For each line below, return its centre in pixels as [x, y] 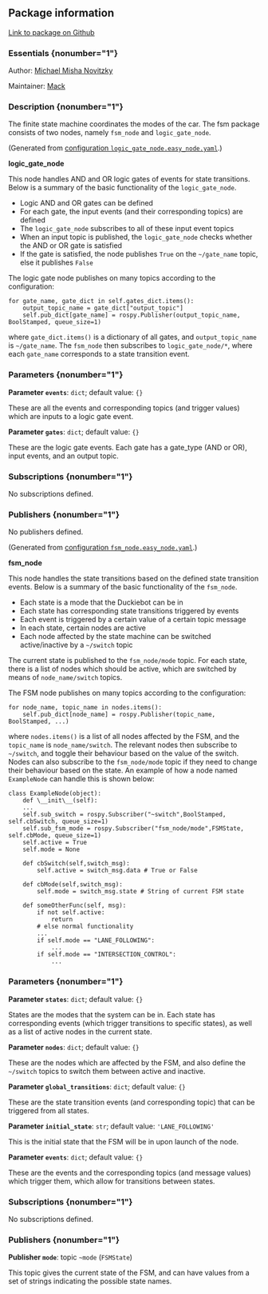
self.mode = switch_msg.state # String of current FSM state [141, 892]
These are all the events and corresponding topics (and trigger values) [124, 408]
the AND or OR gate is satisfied [71, 246]
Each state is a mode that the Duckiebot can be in [101, 602]
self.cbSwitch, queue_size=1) [59, 822]
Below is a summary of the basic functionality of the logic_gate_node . [122, 188]
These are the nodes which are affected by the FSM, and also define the [127, 1062]
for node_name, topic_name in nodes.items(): [85, 708]
